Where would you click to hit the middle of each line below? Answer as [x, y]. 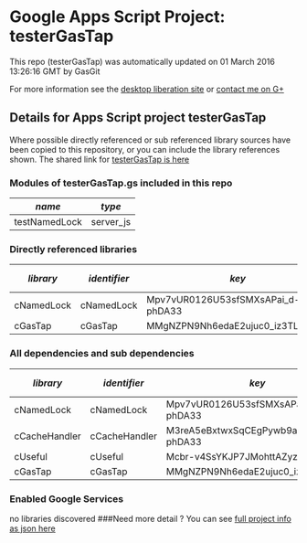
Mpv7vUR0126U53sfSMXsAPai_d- [223, 300]
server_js [111, 222]
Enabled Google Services [67, 498]
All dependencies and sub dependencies [102, 354]
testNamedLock [48, 222]
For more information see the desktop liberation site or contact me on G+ [147, 89]
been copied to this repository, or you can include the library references [145, 149]
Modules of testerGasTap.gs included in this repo [121, 183]
